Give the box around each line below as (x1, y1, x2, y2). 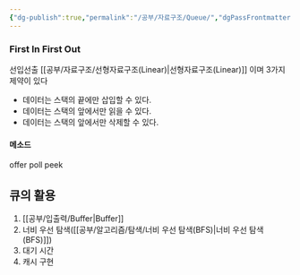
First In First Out (9, 42, 81, 55)
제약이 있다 (9, 75, 48, 86)
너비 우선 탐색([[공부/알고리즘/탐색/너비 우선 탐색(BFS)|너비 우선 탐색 (21, 224, 264, 235)
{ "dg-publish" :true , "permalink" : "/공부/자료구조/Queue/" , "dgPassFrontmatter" (9, 13, 296, 22)
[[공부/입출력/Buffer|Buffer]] (21, 212, 124, 224)
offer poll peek (9, 159, 64, 170)
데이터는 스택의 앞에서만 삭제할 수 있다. (21, 116, 159, 127)
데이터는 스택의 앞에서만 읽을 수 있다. (21, 105, 152, 116)
